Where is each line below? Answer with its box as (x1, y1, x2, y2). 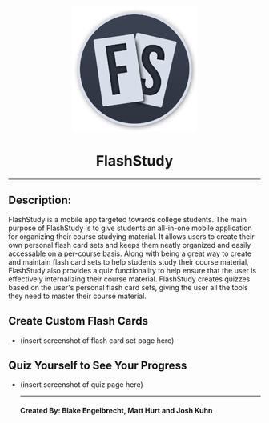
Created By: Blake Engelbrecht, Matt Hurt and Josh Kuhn (19, 405, 213, 415)
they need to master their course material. (8, 291, 147, 301)
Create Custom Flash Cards (8, 314, 149, 328)
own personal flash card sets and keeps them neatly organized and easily (8, 240, 251, 249)
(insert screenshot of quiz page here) (19, 380, 143, 389)
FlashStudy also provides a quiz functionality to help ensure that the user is (8, 265, 257, 275)
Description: (8, 194, 72, 207)
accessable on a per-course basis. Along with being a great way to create (8, 249, 252, 258)
